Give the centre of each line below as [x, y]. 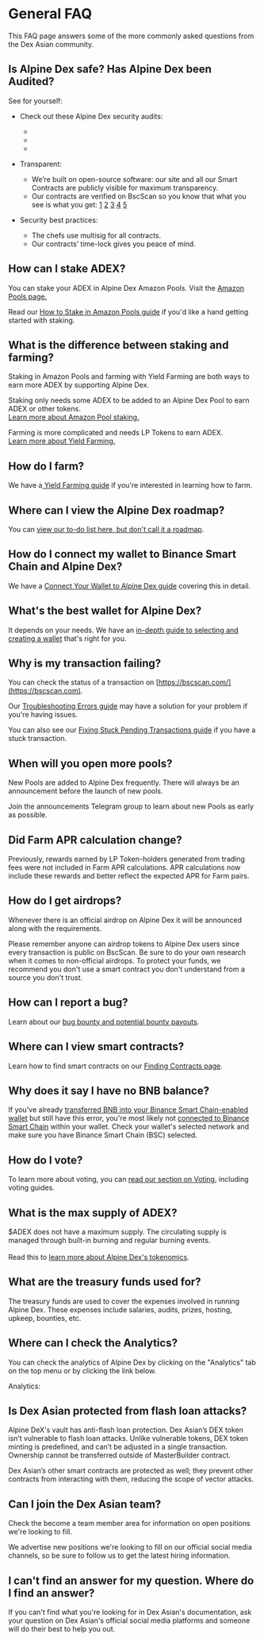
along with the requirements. [55, 928]
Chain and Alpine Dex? [65, 567]
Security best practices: [59, 220]
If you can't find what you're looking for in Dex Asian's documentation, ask [130, 1612]
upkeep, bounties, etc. [45, 1318]
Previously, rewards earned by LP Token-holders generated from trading [127, 859]
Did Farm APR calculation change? [95, 840]
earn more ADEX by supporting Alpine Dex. [78, 385]
